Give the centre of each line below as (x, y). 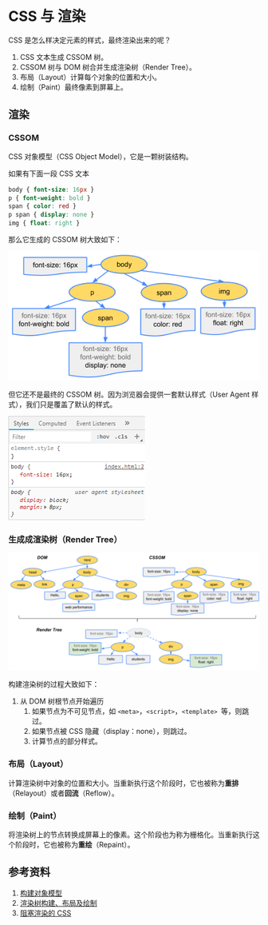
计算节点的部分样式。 (67, 741)
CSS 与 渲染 (47, 16)
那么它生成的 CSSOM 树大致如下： (65, 239)
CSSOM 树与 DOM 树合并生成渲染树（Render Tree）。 (108, 67)
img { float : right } (44, 223)
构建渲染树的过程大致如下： (54, 684)
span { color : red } (43, 206)
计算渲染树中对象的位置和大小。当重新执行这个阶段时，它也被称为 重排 (124, 783)
